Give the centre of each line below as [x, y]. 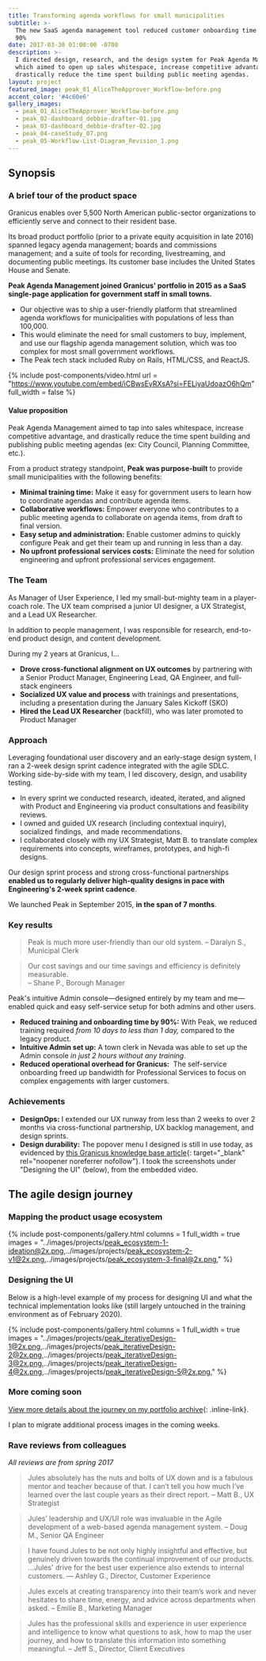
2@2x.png [25, 1355]
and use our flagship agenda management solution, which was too [128, 343]
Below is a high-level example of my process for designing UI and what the [130, 1297]
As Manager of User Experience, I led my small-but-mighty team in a [120, 597]
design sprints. [44, 1135]
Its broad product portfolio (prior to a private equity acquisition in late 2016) [131, 237]
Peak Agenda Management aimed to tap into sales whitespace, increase [126, 428]
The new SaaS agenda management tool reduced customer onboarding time [136, 30]
